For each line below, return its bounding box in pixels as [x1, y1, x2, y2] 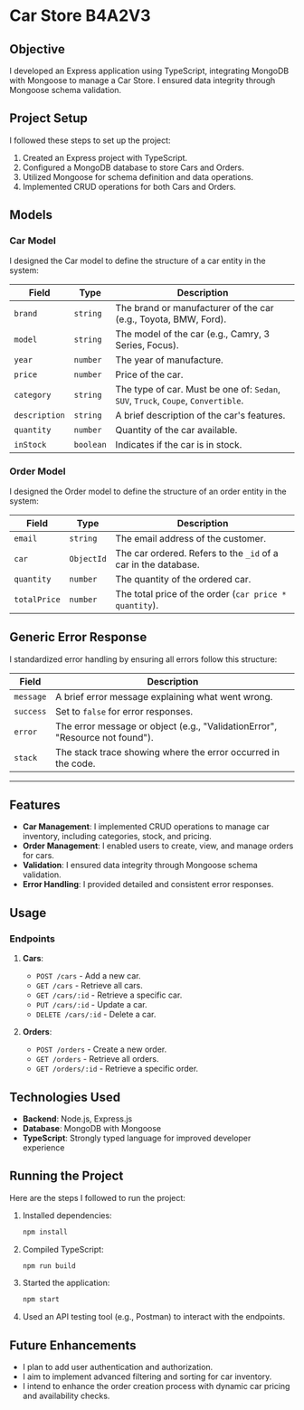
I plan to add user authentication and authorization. [22, 1362, 214, 1373]
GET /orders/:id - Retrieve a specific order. [35, 1064, 199, 1074]
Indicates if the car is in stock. [115, 438, 242, 450]
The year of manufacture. [115, 354, 223, 366]
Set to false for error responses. [55, 705, 194, 717]
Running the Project [9, 1169, 124, 1184]
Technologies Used [9, 1089, 120, 1104]
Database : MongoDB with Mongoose [22, 1122, 161, 1133]
